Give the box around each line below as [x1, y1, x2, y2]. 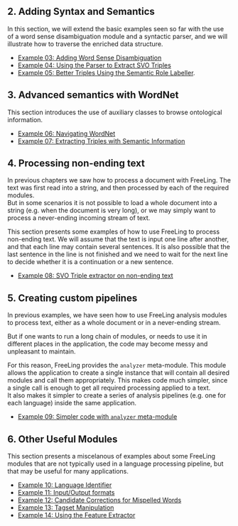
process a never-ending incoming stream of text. [7, 214, 151, 222]
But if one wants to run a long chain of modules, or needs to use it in [7, 332, 207, 341]
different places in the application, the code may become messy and [7, 340, 208, 349]
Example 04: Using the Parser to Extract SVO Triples [17, 60, 172, 70]
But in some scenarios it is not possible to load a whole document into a [7, 199, 218, 207]
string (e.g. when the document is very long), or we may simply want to [7, 206, 216, 215]
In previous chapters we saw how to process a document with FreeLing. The [7, 176, 231, 185]
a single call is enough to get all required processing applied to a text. [7, 383, 211, 393]
